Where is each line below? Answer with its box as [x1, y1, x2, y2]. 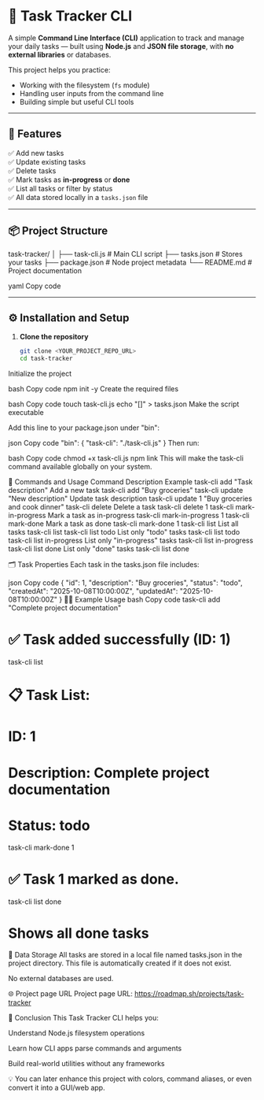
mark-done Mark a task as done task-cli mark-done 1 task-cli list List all [8, 519, 239, 528]
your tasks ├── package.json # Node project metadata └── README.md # [8, 257, 253, 267]
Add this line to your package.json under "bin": [8, 423, 159, 432]
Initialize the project [8, 369, 72, 379]
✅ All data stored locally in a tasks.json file [8, 192, 148, 202]
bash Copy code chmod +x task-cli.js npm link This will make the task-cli [8, 454, 244, 463]
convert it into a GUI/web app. [8, 1083, 105, 1093]
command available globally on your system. [8, 462, 152, 472]
